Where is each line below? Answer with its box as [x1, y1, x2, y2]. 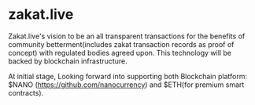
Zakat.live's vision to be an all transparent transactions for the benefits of [8, 31, 246, 41]
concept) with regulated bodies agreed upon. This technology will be [8, 48, 232, 57]
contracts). [8, 88, 44, 97]
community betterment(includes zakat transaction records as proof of [8, 39, 235, 49]
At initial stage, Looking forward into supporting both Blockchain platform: [8, 71, 248, 81]
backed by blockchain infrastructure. [8, 56, 128, 66]
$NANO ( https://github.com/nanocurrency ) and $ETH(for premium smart [8, 80, 245, 89]
